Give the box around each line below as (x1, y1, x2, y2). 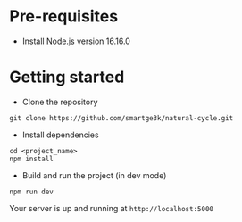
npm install (9, 154, 54, 163)
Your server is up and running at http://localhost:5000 (9, 202, 214, 213)
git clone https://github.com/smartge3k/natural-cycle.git (9, 113, 234, 122)
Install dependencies (21, 129, 100, 140)
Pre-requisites (9, 6, 119, 27)
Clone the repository (21, 96, 98, 107)
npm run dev (9, 187, 54, 196)
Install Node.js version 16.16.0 (21, 36, 131, 46)
